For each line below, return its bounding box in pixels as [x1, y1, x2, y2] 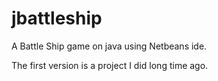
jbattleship [11, 7, 103, 30]
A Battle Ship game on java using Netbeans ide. [11, 40, 208, 52]
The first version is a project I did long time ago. [11, 59, 209, 71]
